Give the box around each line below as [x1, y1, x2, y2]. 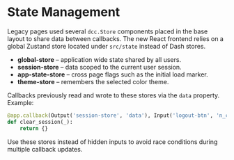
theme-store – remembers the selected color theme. [17, 77, 169, 86]
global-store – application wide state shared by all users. [17, 55, 182, 63]
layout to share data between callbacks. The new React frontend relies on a [7, 34, 224, 42]
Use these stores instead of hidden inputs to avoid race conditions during [7, 137, 218, 146]
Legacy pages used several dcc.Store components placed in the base [7, 27, 208, 35]
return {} [19, 125, 49, 132]
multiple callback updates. [7, 145, 83, 153]
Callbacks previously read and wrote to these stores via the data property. [7, 91, 220, 99]
